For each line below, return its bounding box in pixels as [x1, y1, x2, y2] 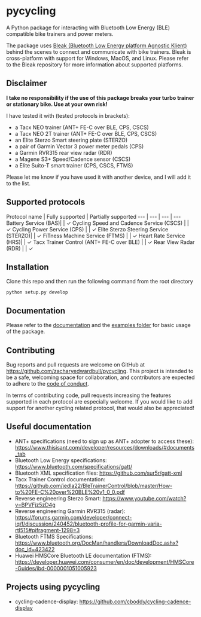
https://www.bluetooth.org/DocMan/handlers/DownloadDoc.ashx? [14, 539, 179, 546]
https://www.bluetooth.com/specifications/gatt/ [14, 463, 133, 470]
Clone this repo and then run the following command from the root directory [6, 278, 193, 285]
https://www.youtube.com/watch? [102, 494, 187, 502]
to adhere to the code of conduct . [6, 380, 90, 387]
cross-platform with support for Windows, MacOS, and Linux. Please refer [6, 54, 189, 62]
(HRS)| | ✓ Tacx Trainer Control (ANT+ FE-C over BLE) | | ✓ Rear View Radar [6, 238, 195, 246]
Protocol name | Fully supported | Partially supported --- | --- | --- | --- [6, 213, 181, 220]
